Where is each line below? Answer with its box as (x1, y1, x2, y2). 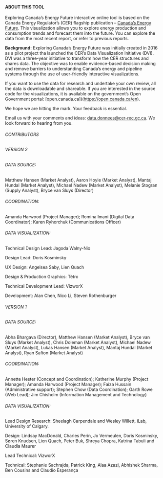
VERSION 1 (5, 304, 27, 310)
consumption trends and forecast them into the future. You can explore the (5, 30, 155, 36)
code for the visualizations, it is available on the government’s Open (5, 91, 141, 97)
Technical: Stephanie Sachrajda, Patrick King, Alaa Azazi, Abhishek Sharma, (5, 462, 158, 468)
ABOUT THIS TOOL (5, 4, 45, 10)
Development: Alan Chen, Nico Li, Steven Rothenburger (5, 293, 117, 298)
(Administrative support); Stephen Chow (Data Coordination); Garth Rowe (5, 387, 153, 392)
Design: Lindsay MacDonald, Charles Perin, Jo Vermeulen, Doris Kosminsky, (5, 433, 159, 439)
